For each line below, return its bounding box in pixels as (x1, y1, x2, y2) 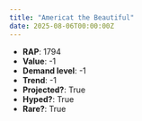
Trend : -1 (22, 74, 57, 85)
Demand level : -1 (22, 65, 87, 76)
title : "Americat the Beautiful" (9, 13, 135, 22)
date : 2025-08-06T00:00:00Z (9, 22, 115, 30)
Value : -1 (22, 56, 57, 66)
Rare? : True (22, 103, 67, 114)
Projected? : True (22, 84, 86, 95)
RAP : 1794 (22, 46, 61, 56)
